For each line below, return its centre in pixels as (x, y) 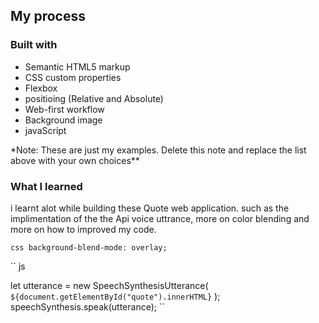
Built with (34, 45)
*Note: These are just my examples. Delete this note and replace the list (158, 150)
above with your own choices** (75, 160)
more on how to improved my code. (83, 229)
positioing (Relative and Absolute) (94, 98)
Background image (63, 120)
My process (48, 16)
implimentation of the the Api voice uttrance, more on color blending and (160, 218)
